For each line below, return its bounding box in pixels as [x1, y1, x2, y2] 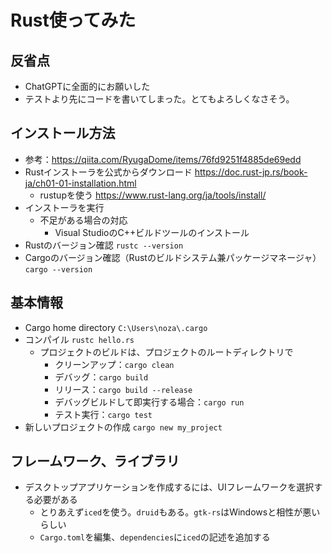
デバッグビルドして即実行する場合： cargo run [54, 396, 245, 408]
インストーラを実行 [24, 201, 105, 213]
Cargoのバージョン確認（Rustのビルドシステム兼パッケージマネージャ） [24, 251, 322, 263]
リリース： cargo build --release [54, 383, 193, 395]
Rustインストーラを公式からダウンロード [24, 166, 193, 178]
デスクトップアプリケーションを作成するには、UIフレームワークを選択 [24, 481, 315, 493]
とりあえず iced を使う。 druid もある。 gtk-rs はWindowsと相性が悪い [39, 506, 321, 518]
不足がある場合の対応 [39, 214, 128, 226]
